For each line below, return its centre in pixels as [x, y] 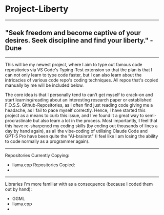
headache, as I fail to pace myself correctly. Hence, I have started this [75, 110]
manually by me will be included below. [44, 85]
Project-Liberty [37, 9]
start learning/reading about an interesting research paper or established [78, 100]
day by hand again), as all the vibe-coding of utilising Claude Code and [76, 131]
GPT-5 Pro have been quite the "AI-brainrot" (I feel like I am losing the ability [82, 136]
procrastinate [19, 120]
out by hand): [19, 189]
